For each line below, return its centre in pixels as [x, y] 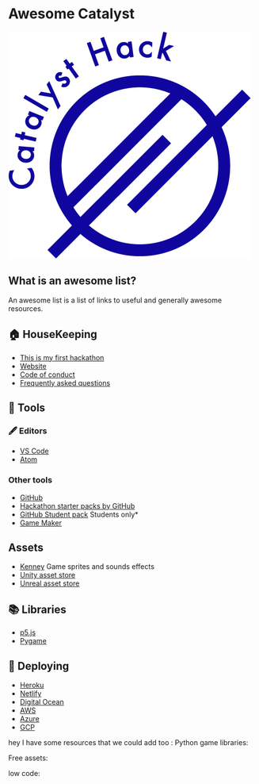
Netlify [30, 693]
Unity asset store [48, 575]
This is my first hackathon [62, 357]
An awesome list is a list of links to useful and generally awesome [115, 300]
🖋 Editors [28, 431]
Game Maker [40, 523]
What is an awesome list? [72, 281]
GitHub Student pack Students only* [79, 514]
